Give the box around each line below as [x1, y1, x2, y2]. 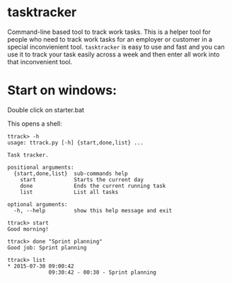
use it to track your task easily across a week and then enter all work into [7, 50, 220, 59]
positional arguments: [7, 164, 74, 171]
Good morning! [7, 225, 50, 233]
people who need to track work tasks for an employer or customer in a [7, 35, 213, 43]
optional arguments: [7, 200, 69, 208]
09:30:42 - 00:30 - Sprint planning [48, 269, 157, 276]
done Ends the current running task [20, 182, 166, 189]
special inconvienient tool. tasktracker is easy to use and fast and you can [7, 42, 225, 51]
